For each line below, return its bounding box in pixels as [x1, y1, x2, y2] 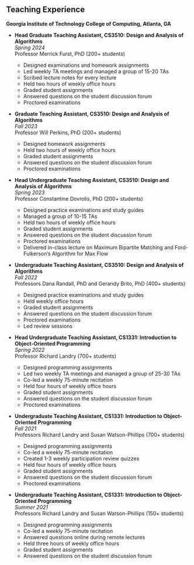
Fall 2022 [14, 273, 38, 280]
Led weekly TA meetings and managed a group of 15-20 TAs [23, 67, 169, 75]
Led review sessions [23, 322, 73, 330]
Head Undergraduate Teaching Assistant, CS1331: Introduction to [14, 334, 177, 341]
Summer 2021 [14, 504, 49, 511]
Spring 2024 [14, 44, 45, 51]
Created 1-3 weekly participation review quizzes [23, 455, 140, 462]
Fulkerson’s [23, 250, 51, 257]
